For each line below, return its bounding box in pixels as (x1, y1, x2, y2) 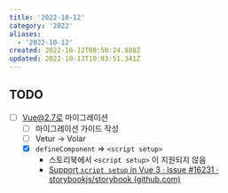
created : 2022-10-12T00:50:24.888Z (9, 46, 141, 55)
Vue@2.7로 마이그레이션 (21, 112, 108, 123)
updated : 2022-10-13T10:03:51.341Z (9, 54, 141, 63)
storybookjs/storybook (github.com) (48, 174, 181, 185)
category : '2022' (9, 21, 74, 30)
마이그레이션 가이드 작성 (35, 123, 120, 133)
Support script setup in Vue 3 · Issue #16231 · (48, 165, 219, 175)
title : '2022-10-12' (9, 12, 86, 22)
